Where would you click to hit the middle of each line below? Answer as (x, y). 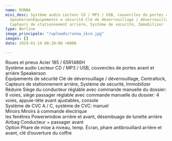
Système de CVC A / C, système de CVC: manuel (57, 106)
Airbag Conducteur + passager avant (45, 122)
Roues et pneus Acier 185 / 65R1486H (45, 62)
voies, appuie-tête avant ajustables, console (52, 100)
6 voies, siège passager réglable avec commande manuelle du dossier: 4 (82, 95)
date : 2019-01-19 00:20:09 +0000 (41, 43)
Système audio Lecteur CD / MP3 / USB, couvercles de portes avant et (80, 67)
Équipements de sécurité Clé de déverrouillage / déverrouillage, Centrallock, (86, 78)
